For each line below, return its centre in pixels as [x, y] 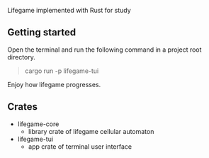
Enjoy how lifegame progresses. [54, 84]
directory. [21, 57]
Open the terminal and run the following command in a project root [104, 50]
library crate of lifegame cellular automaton [91, 131]
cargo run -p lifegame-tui [62, 71]
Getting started [42, 32]
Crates [22, 107]
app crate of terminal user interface [80, 146]
